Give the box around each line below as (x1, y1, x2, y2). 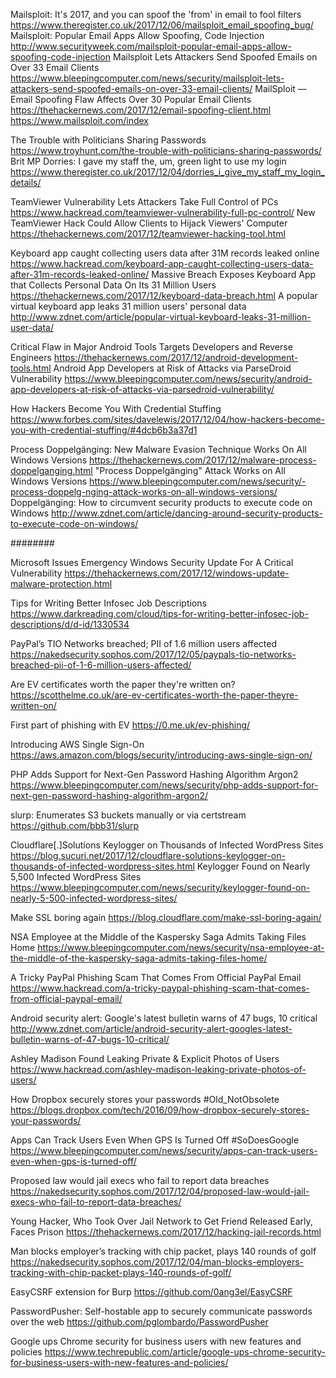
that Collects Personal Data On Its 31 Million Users (10, 279, 217, 291)
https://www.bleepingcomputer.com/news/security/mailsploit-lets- (10, 72, 285, 84)
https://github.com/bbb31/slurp (10, 820, 140, 831)
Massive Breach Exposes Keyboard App (151, 269, 317, 280)
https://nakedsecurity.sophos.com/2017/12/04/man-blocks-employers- (10, 1256, 304, 1268)
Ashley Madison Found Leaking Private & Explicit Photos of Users (10, 1053, 280, 1064)
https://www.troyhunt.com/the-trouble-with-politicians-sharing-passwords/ (10, 145, 322, 156)
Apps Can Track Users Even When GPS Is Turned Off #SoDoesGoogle (10, 1134, 300, 1146)
